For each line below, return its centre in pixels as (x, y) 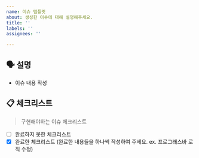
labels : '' (20, 28)
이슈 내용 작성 (31, 83)
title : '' (19, 23)
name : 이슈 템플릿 (26, 12)
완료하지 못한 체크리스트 (43, 134)
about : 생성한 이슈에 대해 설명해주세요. (50, 17)
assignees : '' (24, 34)
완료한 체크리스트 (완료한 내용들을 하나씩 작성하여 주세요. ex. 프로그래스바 (101, 141)
